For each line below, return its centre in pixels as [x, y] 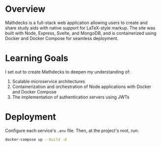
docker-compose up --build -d [36, 139]
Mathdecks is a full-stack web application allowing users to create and [77, 23]
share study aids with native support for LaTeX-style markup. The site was [80, 28]
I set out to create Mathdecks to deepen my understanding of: [68, 72]
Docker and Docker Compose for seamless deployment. [62, 38]
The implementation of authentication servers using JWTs [71, 97]
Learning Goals [37, 58]
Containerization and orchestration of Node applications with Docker [81, 87]
